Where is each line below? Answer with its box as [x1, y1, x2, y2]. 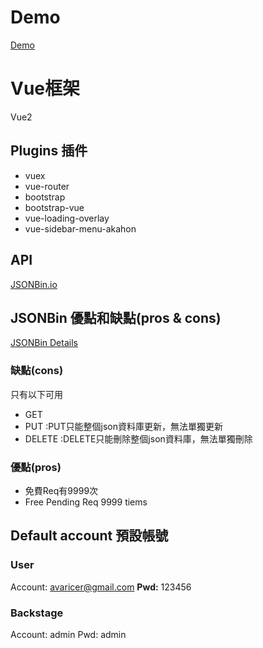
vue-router [24, 180, 70, 192]
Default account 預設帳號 [10, 527, 169, 545]
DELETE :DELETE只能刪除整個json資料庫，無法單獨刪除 [24, 432, 253, 445]
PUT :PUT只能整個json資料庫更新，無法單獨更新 [24, 420, 224, 432]
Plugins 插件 [10, 142, 88, 160]
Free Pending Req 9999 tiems [24, 496, 148, 508]
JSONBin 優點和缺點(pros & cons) [10, 309, 222, 326]
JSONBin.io [10, 278, 58, 290]
